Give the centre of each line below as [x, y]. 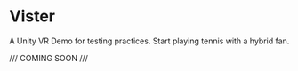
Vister [32, 16]
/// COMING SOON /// [49, 58]
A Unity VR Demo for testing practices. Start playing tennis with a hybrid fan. [149, 41]
